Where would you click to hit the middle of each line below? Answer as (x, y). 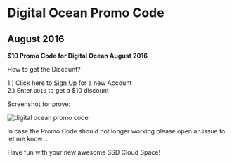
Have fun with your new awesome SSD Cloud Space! (84, 152)
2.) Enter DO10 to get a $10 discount (58, 90)
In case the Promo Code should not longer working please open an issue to (116, 131)
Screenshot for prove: (39, 104)
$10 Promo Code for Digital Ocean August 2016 (77, 56)
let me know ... (29, 139)
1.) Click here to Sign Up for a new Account (70, 83)
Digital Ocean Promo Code (86, 13)
